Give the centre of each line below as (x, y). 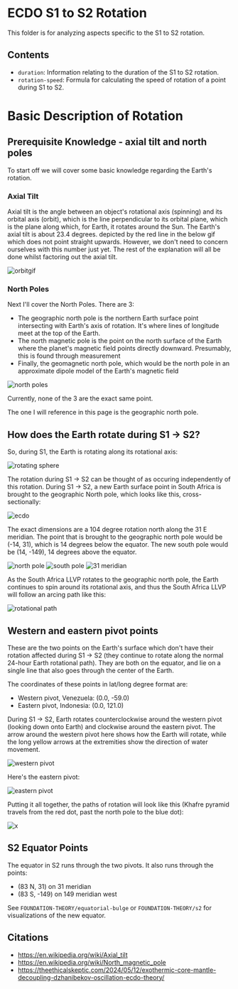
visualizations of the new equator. (57, 915)
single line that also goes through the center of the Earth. (91, 670)
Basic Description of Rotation (95, 116)
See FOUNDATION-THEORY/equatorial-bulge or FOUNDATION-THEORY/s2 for (109, 907)
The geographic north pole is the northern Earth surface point (108, 318)
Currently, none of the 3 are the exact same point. (80, 398)
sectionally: (24, 502)
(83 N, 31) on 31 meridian (54, 886)
